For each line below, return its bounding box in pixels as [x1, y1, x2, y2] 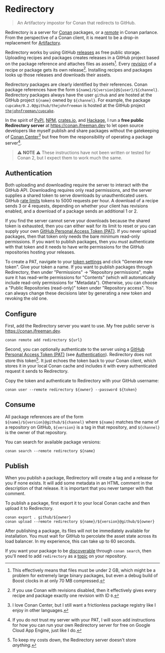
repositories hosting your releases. [5, 249, 76, 255]
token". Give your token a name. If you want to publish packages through [5, 264, 153, 270]
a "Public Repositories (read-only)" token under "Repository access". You [5, 285, 154, 291]
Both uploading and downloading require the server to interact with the [5, 182, 149, 188]
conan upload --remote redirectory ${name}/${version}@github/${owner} [5, 519, 155, 524]
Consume [5, 400, 35, 409]
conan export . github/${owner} [5, 515, 71, 520]
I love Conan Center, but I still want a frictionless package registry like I [12, 602, 156, 608]
